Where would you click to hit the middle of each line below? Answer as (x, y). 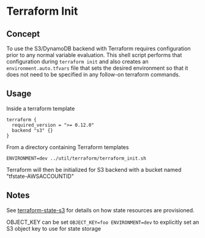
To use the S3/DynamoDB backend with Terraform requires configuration (99, 48)
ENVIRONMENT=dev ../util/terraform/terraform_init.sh (76, 158)
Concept (23, 34)
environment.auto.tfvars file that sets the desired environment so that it (97, 68)
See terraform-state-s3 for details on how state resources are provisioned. (100, 210)
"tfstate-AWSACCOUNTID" (40, 176)
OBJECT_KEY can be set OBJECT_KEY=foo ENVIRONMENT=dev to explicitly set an (103, 222)
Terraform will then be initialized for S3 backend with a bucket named (94, 169)
